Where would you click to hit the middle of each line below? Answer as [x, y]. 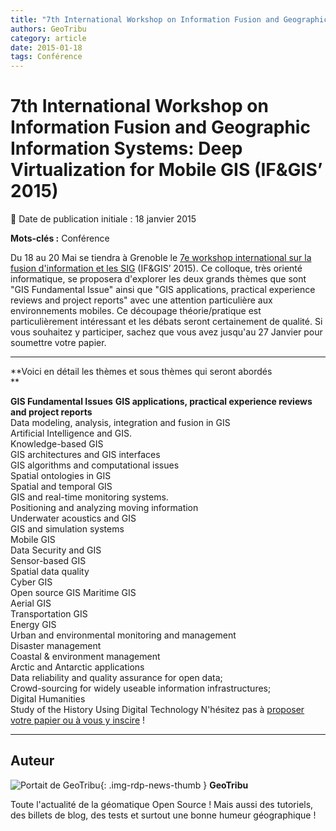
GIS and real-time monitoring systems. [89, 497]
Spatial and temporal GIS [61, 487]
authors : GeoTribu [48, 29]
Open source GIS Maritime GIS [73, 593]
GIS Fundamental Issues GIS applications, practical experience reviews [161, 402]
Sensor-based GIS [48, 561]
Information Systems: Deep [126, 148]
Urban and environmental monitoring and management [123, 635]
